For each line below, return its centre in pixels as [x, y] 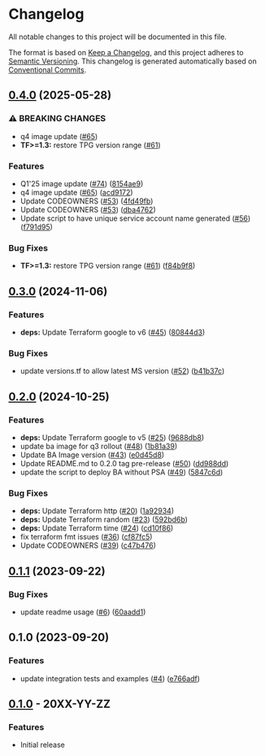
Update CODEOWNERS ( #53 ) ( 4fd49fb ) [87, 201]
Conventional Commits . [48, 69]
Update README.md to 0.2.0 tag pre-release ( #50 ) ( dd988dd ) [124, 463]
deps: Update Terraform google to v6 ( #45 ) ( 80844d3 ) [113, 332]
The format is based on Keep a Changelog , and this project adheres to [126, 52]
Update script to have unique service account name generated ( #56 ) [135, 218]
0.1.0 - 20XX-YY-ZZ [60, 704]
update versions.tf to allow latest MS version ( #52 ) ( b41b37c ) [122, 371]
